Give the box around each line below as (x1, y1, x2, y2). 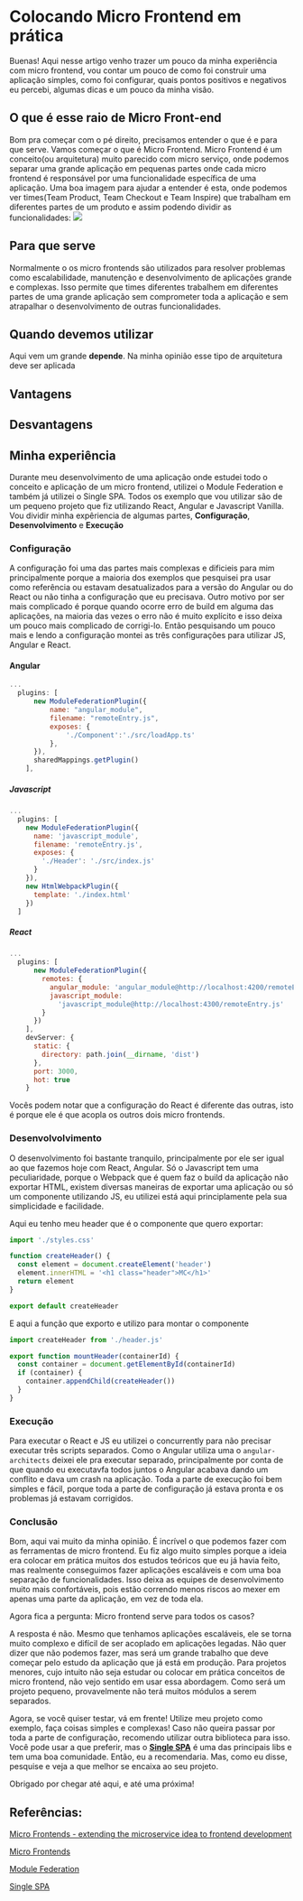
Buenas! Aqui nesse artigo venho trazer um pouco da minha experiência (9, 55, 278, 66)
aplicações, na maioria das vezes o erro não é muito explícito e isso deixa (9, 611, 282, 622)
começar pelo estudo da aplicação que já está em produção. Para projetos (9, 1657, 287, 1668)
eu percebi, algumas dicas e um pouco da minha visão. (9, 84, 215, 95)
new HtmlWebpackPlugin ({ (25, 882, 119, 891)
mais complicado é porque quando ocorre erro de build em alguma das (9, 601, 274, 612)
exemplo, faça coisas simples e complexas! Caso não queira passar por (9, 1722, 276, 1734)
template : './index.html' (32, 890, 131, 899)
